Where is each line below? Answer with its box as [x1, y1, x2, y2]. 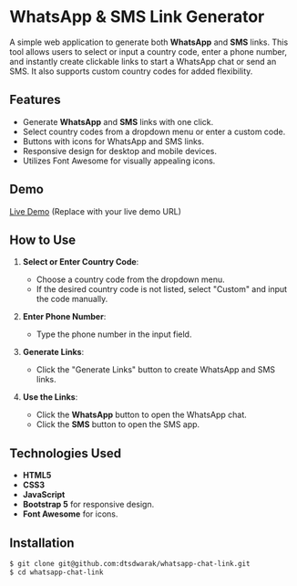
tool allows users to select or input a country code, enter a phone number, [9, 46, 287, 57]
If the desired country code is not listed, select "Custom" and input [36, 284, 288, 295]
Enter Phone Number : [22, 311, 107, 322]
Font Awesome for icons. [22, 508, 118, 519]
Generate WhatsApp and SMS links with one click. [22, 116, 214, 127]
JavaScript [22, 489, 66, 500]
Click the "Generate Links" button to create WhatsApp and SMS [36, 364, 276, 375]
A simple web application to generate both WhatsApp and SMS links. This [9, 37, 289, 47]
